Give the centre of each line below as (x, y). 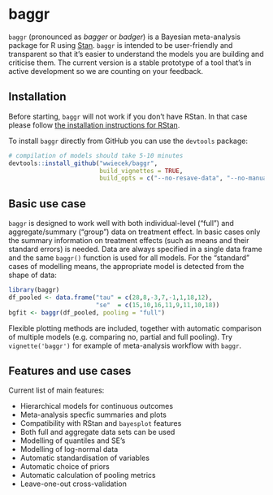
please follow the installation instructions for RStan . (94, 125)
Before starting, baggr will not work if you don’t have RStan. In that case (128, 116)
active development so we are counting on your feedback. (106, 71)
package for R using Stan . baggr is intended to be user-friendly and (121, 45)
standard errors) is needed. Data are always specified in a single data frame (135, 250)
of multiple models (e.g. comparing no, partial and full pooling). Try (121, 337)
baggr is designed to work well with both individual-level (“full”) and (121, 224)
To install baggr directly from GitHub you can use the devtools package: (128, 141)
